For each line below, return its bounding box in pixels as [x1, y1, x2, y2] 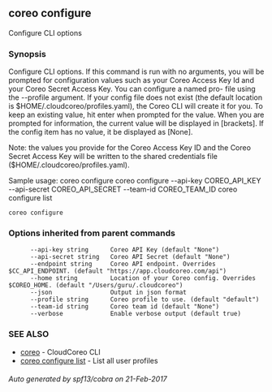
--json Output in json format [29, 288, 187, 297]
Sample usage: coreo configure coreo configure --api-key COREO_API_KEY [8, 176, 261, 186]
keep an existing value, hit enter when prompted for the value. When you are [8, 110, 265, 120]
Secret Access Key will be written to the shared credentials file [8, 152, 218, 162]
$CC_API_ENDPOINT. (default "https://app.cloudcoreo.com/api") [8, 267, 227, 275]
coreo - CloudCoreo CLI [19, 347, 101, 356]
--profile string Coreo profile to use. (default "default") [29, 295, 260, 304]
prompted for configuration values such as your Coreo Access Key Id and [8, 75, 254, 85]
